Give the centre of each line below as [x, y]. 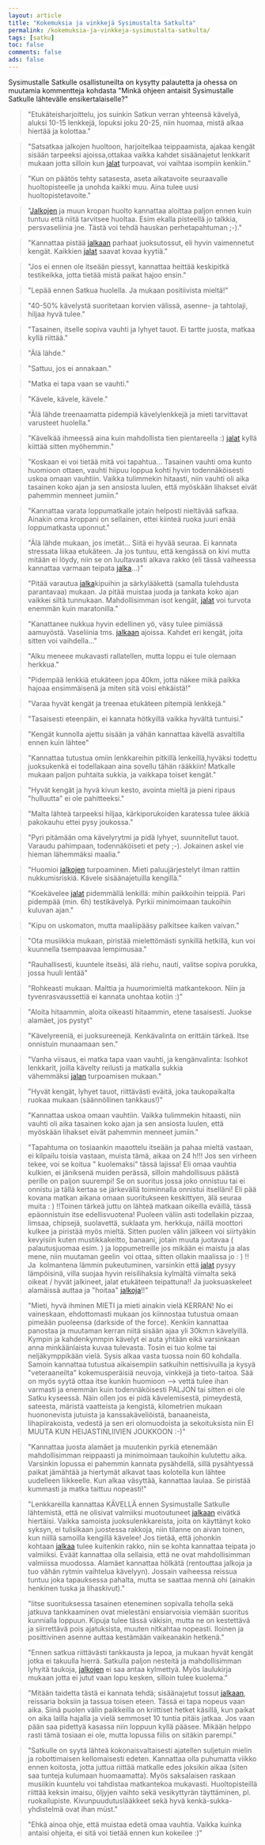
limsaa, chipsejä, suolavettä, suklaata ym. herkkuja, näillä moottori [135, 1223]
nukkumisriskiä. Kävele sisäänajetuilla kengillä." [104, 878]
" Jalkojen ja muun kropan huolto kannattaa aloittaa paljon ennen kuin [139, 210]
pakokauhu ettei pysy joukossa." [80, 822]
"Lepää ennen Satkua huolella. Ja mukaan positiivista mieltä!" [128, 290]
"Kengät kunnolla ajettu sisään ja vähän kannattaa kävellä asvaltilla [136, 734]
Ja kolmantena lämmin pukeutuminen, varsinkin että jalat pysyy [131, 1265]
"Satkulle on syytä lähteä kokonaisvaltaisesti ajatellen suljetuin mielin [140, 1750]
